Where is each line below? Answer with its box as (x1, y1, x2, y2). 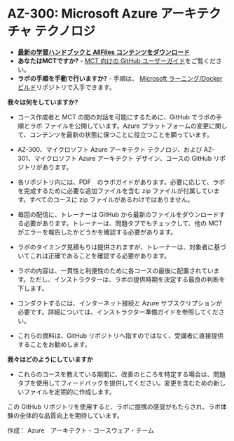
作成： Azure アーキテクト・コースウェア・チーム (7, 426, 154, 435)
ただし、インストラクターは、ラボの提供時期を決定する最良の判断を (29, 275, 226, 284)
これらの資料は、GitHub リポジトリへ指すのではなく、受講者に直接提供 (17, 331, 224, 340)
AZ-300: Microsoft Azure (7, 6, 158, 22)
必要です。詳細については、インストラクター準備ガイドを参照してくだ (17, 308, 219, 316)
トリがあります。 (23, 162, 73, 171)
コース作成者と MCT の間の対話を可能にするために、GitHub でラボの (17, 112, 216, 121)
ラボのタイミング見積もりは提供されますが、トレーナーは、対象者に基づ (17, 242, 226, 251)
